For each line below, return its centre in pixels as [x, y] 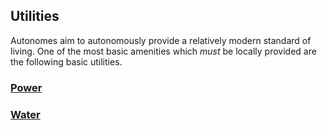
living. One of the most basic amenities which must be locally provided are [163, 51]
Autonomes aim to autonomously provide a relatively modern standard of [161, 40]
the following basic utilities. [66, 61]
